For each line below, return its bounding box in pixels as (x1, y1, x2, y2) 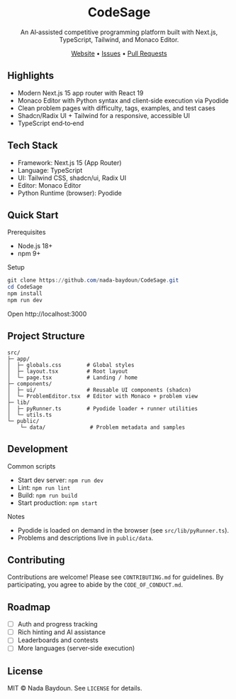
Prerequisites (7, 228, 46, 237)
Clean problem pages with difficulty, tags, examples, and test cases (17, 104, 216, 112)
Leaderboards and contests (17, 636, 99, 644)
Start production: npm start (17, 498, 98, 507)
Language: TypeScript (17, 166, 83, 174)
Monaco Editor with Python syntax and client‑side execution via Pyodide (17, 96, 229, 105)
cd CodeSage (7, 284, 43, 291)
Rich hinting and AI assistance (17, 628, 106, 636)
